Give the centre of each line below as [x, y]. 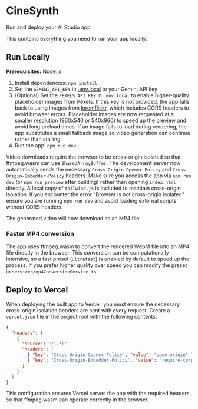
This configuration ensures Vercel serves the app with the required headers [98, 394]
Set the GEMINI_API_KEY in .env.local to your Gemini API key [86, 89]
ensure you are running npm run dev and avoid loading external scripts [91, 200]
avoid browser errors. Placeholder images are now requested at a [94, 114]
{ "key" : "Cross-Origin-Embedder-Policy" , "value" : [92, 361]
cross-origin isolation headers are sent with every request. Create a [88, 310]
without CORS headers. [34, 207]
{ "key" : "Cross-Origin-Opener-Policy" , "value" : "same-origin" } [110, 355]
